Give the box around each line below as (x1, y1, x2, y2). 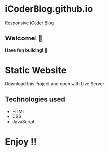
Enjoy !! (5, 136, 37, 147)
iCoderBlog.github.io (5, 3, 93, 15)
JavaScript (12, 118, 35, 124)
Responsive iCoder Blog (5, 20, 54, 26)
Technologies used (5, 95, 65, 104)
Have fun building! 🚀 (5, 47, 48, 53)
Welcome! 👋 (5, 34, 43, 42)
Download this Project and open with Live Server (5, 80, 105, 87)
